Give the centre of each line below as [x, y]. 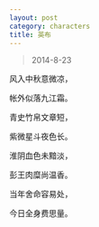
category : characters [50, 26]
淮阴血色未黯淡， [41, 156]
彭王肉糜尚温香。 [41, 175]
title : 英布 [30, 34]
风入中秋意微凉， [41, 79]
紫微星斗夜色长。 [41, 137]
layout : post [34, 18]
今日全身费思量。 [41, 213]
